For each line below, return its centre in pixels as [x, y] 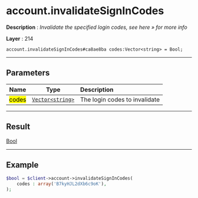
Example [22, 165]
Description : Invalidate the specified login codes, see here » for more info [97, 27]
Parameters [28, 73]
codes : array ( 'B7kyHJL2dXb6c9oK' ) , [62, 184]
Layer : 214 [20, 38]
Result [18, 127]
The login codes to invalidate [120, 100]
